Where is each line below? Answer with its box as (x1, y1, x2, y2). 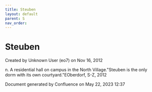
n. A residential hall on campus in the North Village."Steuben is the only (5, 67, 147, 73)
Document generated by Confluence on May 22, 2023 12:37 (5, 81, 125, 87)
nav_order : (5, 20, 27, 26)
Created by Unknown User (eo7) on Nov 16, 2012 (5, 58, 103, 63)
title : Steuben (5, 7, 36, 12)
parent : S (5, 16, 25, 21)
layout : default (5, 12, 38, 16)
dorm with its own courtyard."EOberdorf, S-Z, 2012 (5, 72, 107, 78)
